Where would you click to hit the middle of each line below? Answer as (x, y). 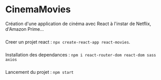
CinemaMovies (38, 9)
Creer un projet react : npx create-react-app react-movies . (68, 42)
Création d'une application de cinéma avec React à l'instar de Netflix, (78, 24)
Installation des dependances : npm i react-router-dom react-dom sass (81, 54)
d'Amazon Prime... (25, 29)
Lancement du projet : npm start (39, 72)
